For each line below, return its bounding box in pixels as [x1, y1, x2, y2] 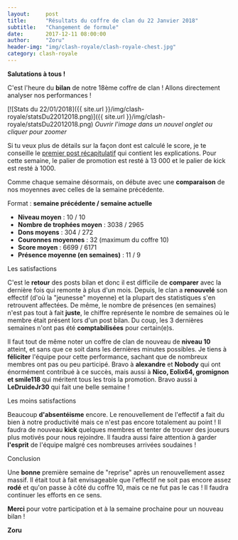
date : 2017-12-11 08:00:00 [7, 30, 107, 38]
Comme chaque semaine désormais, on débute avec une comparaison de [7, 177, 225, 186]
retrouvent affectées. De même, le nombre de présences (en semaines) [7, 300, 217, 309]
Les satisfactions [7, 264, 57, 272]
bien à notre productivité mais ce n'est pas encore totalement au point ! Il [7, 418, 222, 426]
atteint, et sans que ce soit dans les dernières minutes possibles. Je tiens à [7, 344, 227, 353]
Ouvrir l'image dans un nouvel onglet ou [94, 120, 213, 128]
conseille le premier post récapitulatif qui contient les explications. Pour [7, 149, 217, 157]
